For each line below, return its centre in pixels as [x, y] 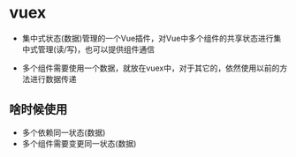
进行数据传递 [53, 78]
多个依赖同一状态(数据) [64, 132]
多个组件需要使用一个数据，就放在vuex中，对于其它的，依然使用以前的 [151, 68]
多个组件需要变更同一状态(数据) [79, 143]
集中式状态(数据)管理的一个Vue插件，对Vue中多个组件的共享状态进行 [148, 38]
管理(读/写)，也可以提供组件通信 [96, 49]
